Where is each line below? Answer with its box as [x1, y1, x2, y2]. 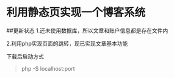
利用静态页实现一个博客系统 [6, 5, 146, 19]
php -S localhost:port [21, 65, 75, 72]
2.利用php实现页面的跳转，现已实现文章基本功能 [6, 40, 128, 47]
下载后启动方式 [6, 52, 44, 60]
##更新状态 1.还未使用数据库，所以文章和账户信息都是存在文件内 [6, 27, 169, 34]
